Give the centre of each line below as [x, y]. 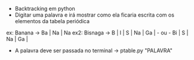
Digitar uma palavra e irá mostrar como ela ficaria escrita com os [95, 15]
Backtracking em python [45, 9]
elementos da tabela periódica [52, 21]
